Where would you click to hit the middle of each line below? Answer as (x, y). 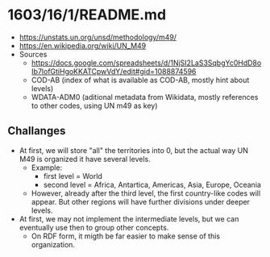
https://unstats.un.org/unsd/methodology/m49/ (98, 37)
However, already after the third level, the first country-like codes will (146, 193)
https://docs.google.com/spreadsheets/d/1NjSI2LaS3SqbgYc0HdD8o (146, 63)
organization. (53, 244)
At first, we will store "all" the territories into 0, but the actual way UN (134, 150)
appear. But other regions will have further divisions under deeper (141, 201)
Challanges (37, 131)
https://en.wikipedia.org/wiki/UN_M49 (83, 45)
